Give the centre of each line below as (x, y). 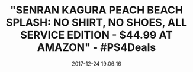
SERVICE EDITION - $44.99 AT (96, 35)
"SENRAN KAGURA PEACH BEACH (96, 10)
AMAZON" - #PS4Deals (96, 48)
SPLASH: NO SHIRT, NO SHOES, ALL (96, 23)
